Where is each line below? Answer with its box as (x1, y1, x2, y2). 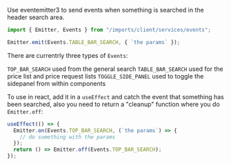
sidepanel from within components (7, 79, 106, 87)
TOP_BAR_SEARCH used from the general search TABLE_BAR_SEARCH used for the (7, 65, 223, 73)
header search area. (7, 13, 65, 21)
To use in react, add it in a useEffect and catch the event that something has (7, 92, 224, 101)
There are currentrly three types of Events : (7, 51, 128, 59)
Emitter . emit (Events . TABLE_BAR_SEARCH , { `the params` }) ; (7, 39, 181, 45)
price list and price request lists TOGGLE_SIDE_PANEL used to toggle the (7, 72, 204, 80)
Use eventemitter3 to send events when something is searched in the (7, 6, 205, 14)
